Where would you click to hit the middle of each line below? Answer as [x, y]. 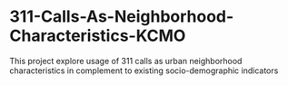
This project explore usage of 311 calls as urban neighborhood [126, 61]
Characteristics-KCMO [98, 36]
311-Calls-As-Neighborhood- [122, 17]
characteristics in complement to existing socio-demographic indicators [144, 71]
